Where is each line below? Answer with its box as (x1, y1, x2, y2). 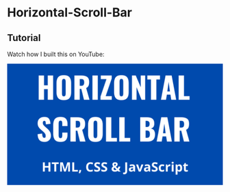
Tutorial (7, 32, 41, 44)
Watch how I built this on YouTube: (7, 50, 105, 58)
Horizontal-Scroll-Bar (7, 5, 132, 20)
